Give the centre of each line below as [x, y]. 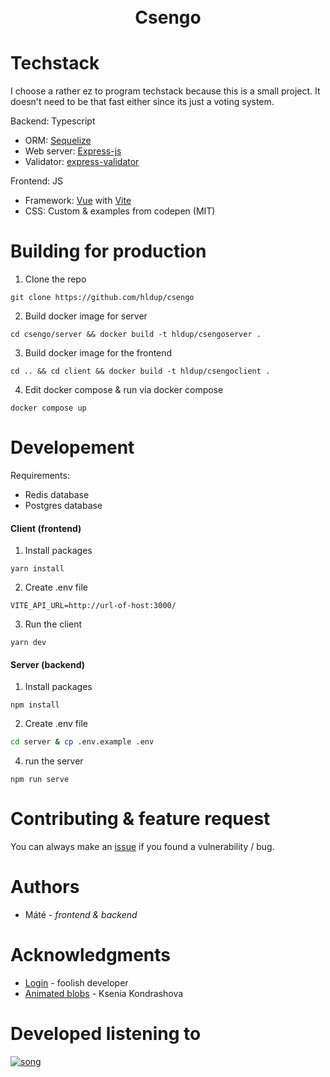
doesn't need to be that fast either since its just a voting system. [142, 102]
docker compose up [48, 408]
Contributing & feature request [140, 819]
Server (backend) [47, 664]
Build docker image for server [86, 316]
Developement [72, 447]
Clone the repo [55, 279]
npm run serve [40, 780]
